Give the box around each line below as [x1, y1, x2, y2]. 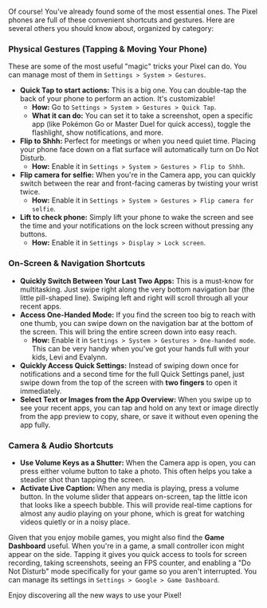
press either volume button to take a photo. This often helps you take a [19, 466, 253, 476]
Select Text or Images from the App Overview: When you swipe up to [19, 394, 252, 404]
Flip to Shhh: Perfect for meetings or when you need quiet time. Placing [19, 136, 257, 146]
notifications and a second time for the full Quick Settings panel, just [19, 369, 245, 379]
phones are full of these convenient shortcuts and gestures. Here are [8, 15, 235, 25]
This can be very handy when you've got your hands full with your [31, 343, 249, 353]
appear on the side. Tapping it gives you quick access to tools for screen [8, 549, 247, 559]
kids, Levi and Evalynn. [31, 352, 108, 362]
